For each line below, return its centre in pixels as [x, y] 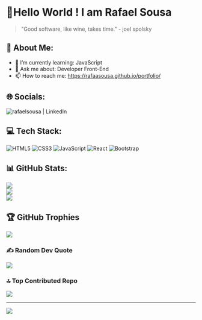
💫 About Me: [30, 48]
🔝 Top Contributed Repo [42, 281]
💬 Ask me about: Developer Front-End [62, 69]
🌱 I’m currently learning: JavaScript [59, 62]
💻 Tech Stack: [34, 131]
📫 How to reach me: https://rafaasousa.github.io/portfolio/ [88, 75]
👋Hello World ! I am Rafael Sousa [89, 12]
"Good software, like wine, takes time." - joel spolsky [86, 29]
